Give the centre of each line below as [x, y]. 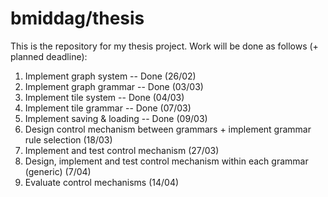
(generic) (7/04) [58, 171]
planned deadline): [49, 56]
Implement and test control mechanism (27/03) [122, 150]
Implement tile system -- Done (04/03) [104, 97]
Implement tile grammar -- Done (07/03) [108, 108]
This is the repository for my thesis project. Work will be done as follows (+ [164, 46]
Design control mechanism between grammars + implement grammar [168, 129]
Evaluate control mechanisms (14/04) [102, 182]
